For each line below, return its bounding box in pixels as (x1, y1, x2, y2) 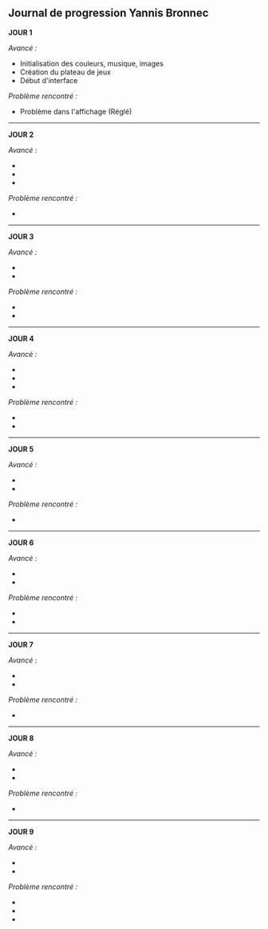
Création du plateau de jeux (19, 67, 112, 77)
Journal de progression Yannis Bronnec (8, 6, 209, 20)
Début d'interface (19, 75, 78, 85)
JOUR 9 (8, 827, 34, 836)
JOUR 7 (8, 639, 33, 649)
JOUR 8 (8, 733, 34, 743)
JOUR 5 (8, 444, 34, 454)
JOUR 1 (8, 27, 33, 37)
